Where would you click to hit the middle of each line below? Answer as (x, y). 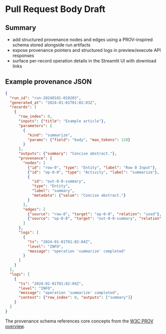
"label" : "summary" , (53, 191)
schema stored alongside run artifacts (51, 45)
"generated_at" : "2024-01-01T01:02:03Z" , (53, 103)
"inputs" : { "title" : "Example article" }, (62, 121)
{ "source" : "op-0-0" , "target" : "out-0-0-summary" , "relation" (94, 219)
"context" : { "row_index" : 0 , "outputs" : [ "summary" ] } (76, 298)
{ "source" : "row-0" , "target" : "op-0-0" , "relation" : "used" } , (94, 214)
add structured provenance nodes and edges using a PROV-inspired (83, 39)
